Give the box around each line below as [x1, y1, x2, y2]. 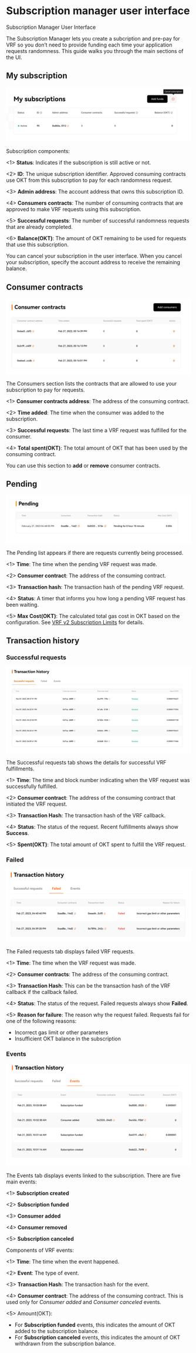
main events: [6, 1178, 37, 1185]
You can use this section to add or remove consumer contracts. [6, 462, 161, 469]
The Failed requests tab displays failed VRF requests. [6, 948, 135, 955]
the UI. [6, 54, 22, 61]
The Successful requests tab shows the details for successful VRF [6, 759, 167, 766]
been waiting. [6, 601, 39, 608]
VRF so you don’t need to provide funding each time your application [6, 41, 173, 48]
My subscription [6, 71, 67, 81]
